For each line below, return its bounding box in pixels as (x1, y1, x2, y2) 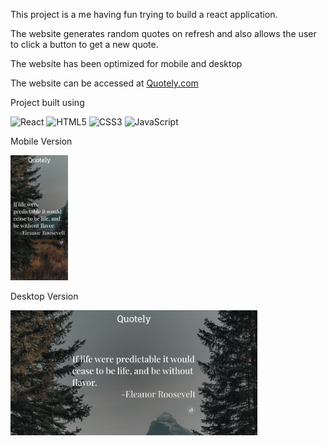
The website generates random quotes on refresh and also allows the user (10, 28, 317, 39)
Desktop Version (10, 290, 79, 302)
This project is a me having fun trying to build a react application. (10, 9, 278, 20)
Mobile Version (10, 135, 73, 147)
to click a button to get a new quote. (10, 39, 159, 50)
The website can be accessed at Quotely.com (10, 77, 199, 89)
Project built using (10, 97, 85, 108)
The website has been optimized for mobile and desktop (10, 58, 243, 69)
